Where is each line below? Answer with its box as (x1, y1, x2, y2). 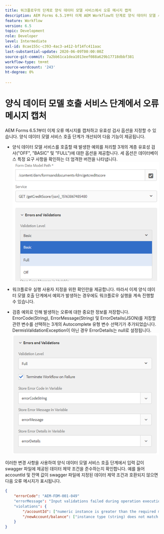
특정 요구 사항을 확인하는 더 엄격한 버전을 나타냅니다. (17, 156, 118, 162)
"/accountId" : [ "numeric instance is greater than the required (22, 509, 156, 514)
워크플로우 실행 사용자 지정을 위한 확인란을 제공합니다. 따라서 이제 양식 (12, 287, 146, 292)
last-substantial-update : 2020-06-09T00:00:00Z (5, 49, 104, 54)
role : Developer (5, 34, 38, 39)
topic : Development (5, 28, 45, 34)
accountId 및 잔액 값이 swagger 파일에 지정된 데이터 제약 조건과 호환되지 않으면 (5, 472, 159, 478)
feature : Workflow (5, 18, 42, 23)
